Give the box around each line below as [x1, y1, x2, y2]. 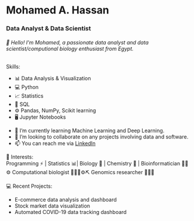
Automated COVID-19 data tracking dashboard [14, 209, 127, 216]
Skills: [6, 63, 20, 70]
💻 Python [14, 84, 39, 91]
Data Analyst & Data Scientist [6, 25, 92, 33]
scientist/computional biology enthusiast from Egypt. [6, 45, 134, 52]
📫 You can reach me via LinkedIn [14, 140, 96, 147]
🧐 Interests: [6, 153, 34, 161]
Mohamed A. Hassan [6, 4, 109, 17]
